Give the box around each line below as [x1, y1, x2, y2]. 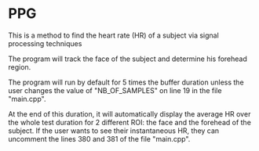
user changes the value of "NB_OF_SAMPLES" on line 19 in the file [8, 85, 222, 95]
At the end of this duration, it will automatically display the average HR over [8, 109, 251, 118]
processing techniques [8, 38, 82, 48]
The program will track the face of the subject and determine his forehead [8, 54, 247, 63]
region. [8, 62, 31, 71]
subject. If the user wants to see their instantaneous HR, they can [8, 126, 220, 135]
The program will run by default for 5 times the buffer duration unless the [8, 77, 245, 87]
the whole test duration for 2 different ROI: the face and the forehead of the [8, 117, 251, 127]
